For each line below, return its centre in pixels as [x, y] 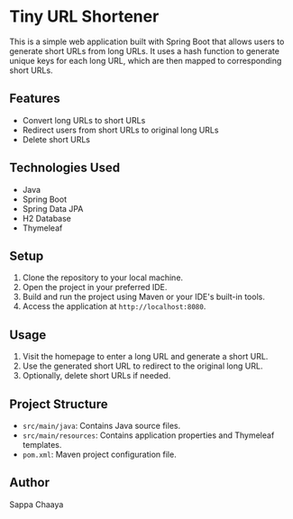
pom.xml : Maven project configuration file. [100, 454]
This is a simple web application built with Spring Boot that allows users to [147, 41]
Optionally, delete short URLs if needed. [96, 376]
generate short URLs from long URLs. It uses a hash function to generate [144, 50]
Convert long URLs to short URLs [84, 120]
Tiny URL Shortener [84, 17]
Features [35, 99]
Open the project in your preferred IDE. [95, 287]
